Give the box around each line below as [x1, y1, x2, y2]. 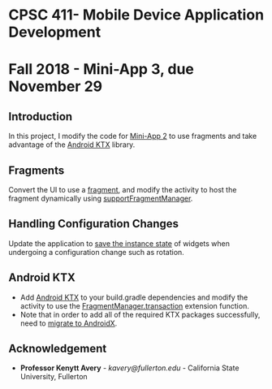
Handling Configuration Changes [8, 217, 179, 231]
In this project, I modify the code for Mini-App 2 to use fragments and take [8, 132, 257, 141]
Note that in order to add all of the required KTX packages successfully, [19, 309, 261, 319]
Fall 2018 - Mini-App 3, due [8, 60, 195, 79]
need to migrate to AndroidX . [19, 318, 118, 328]
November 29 [8, 77, 103, 96]
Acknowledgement [8, 342, 107, 356]
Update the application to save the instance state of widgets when [8, 238, 230, 249]
